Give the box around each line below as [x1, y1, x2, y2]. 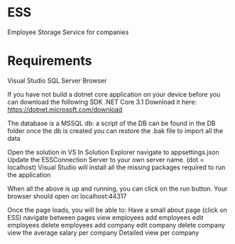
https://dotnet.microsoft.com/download [7, 105, 123, 114]
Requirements [7, 53, 92, 69]
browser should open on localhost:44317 [7, 191, 127, 200]
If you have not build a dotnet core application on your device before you [7, 90, 221, 98]
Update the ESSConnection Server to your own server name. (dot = [7, 155, 204, 164]
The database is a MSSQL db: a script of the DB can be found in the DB [7, 119, 216, 127]
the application [7, 170, 51, 179]
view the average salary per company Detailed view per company [7, 228, 200, 237]
